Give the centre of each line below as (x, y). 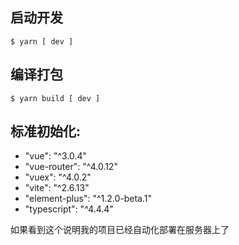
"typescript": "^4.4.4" (69, 209)
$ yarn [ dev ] (42, 41)
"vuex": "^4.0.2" (58, 177)
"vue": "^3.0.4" (56, 156)
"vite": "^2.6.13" (57, 188)
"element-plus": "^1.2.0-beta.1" (88, 199)
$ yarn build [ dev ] (55, 98)
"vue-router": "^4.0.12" (71, 167)
